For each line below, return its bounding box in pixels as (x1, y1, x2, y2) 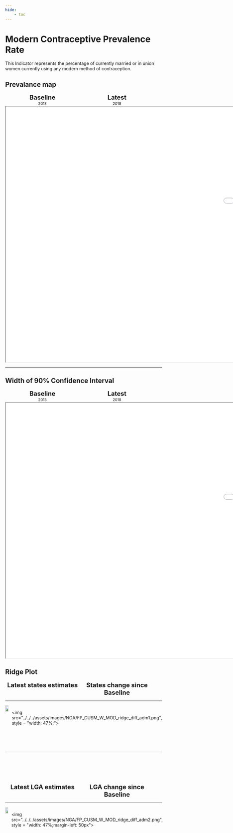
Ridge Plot (5, 668, 38, 676)
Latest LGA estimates (10, 783, 75, 791)
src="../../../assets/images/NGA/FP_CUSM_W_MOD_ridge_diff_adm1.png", (11, 714, 163, 721)
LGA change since (89, 783, 144, 791)
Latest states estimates (7, 681, 78, 689)
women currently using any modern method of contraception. (5, 66, 132, 72)
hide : (5, 7, 16, 12)
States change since (86, 681, 148, 689)
